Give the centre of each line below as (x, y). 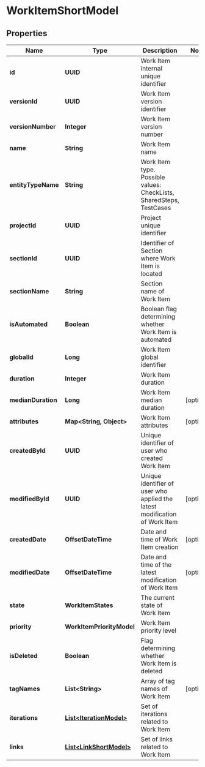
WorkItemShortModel (63, 11)
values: (151, 185)
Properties (27, 33)
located (152, 274)
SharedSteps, (160, 200)
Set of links (156, 739)
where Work (158, 258)
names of (154, 689)
